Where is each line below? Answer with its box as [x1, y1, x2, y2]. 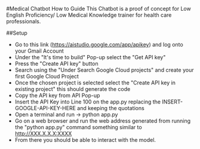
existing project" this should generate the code [14, 86, 131, 92]
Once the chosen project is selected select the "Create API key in [14, 79, 176, 86]
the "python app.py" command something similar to [14, 124, 142, 130]
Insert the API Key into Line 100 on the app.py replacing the [14, 98, 161, 105]
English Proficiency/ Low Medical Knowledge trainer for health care [6, 11, 172, 19]
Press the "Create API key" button [14, 60, 99, 67]
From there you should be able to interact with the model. [14, 136, 156, 143]
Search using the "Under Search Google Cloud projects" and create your [14, 66, 194, 74]
